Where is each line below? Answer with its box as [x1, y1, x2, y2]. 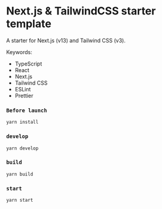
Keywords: [6, 48, 33, 55]
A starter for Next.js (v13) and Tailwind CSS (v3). [6, 37, 126, 44]
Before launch [6, 107, 47, 114]
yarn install [6, 119, 39, 126]
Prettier [14, 92, 33, 99]
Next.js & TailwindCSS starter [6, 4, 156, 18]
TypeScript [14, 60, 42, 67]
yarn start [6, 197, 33, 204]
